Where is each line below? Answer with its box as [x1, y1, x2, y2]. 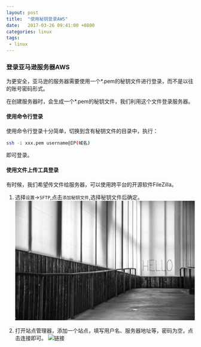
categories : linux [6, 29, 52, 35]
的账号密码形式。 [6, 85, 48, 92]
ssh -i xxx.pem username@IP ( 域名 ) [6, 140, 91, 146]
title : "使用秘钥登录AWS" [6, 16, 68, 22]
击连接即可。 [14, 334, 47, 342]
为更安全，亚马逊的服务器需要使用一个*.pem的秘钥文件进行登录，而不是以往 [6, 78, 194, 85]
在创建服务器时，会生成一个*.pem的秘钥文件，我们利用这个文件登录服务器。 [6, 98, 194, 105]
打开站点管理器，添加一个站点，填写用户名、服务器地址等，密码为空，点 [14, 327, 193, 334]
